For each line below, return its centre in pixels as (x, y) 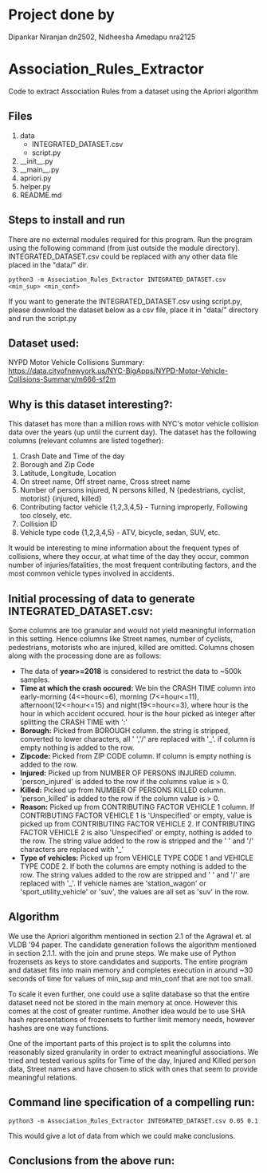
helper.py (35, 186)
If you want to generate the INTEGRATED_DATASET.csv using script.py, (125, 301)
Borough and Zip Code (57, 465)
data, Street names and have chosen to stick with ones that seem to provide (133, 1068)
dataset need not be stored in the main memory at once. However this (123, 1002)
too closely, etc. (46, 516)
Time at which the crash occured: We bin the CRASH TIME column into (138, 688)
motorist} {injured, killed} (61, 499)
